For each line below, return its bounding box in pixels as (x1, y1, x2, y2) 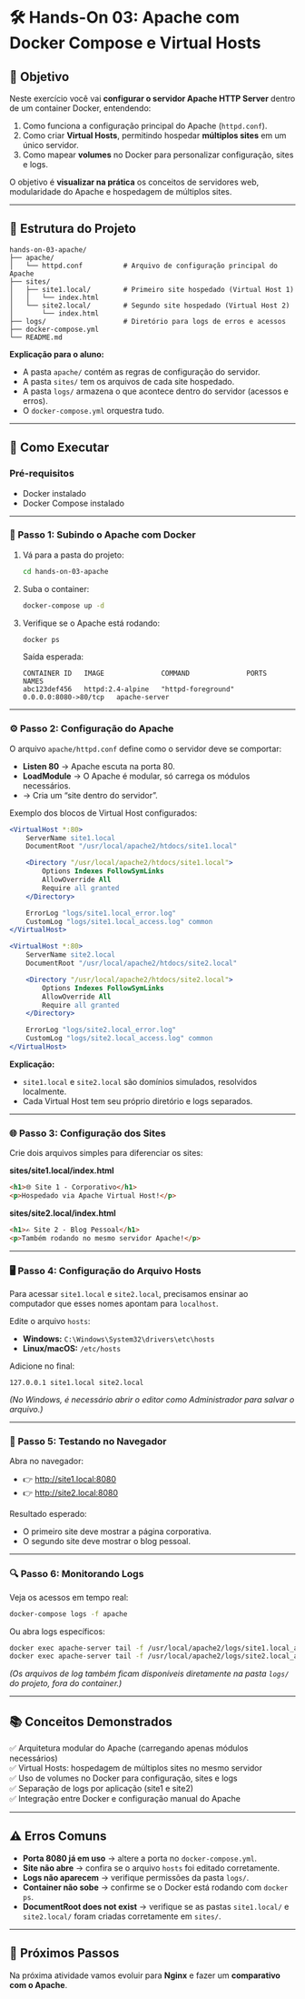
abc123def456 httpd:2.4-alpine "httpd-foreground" (22, 685, 235, 694)
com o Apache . (9, 1979, 68, 1990)
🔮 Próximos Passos (9, 1945, 120, 1961)
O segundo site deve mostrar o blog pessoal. (22, 1536, 192, 1547)
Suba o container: (22, 583, 90, 594)
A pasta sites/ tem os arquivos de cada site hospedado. (22, 376, 235, 387)
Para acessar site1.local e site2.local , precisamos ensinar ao (9, 1289, 249, 1300)
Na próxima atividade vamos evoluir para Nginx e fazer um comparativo (9, 1970, 281, 1981)
